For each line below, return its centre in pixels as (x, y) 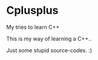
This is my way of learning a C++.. (49, 38)
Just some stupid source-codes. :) (49, 50)
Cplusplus (32, 10)
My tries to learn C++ (33, 27)
